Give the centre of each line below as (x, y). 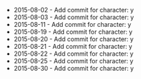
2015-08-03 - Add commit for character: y (74, 17)
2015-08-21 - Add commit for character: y (73, 46)
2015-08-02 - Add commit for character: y (74, 10)
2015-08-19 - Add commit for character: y (73, 32)
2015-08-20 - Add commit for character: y (74, 39)
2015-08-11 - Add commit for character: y (73, 24)
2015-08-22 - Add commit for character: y (74, 54)
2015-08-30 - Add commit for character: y (74, 68)
